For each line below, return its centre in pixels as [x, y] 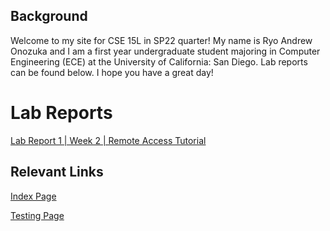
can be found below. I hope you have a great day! [112, 72]
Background [49, 16]
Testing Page [37, 215]
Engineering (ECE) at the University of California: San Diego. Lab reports [159, 61]
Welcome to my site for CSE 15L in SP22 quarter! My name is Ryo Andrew [161, 40]
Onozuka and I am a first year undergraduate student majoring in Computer [165, 51]
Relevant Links [57, 172]
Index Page [33, 196]
